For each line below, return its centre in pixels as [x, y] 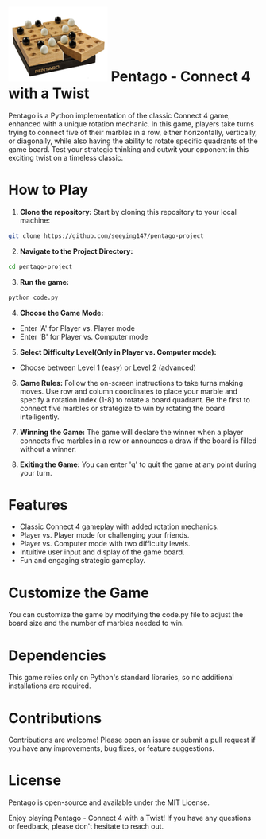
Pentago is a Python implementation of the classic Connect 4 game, [119, 115]
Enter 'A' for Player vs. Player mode [77, 328]
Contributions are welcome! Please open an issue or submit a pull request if [132, 740]
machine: [35, 220]
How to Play [48, 190]
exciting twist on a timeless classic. [66, 157]
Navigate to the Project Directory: [76, 251]
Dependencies [57, 655]
